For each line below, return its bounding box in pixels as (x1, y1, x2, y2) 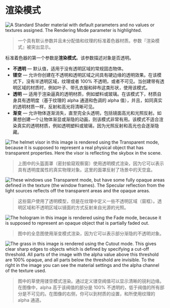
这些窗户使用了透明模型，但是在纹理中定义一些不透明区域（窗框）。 (17, 198, 158, 204)
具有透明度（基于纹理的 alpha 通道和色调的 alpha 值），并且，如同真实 (17, 97, 163, 103)
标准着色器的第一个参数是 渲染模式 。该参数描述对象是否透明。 (5, 54, 134, 61)
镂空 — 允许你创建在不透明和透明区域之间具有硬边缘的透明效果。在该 (12, 72, 157, 78)
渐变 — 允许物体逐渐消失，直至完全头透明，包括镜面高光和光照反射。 (12, 110, 157, 116)
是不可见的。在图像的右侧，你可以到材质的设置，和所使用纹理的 (22, 290, 155, 297)
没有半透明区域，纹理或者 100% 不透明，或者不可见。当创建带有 (26, 78, 160, 84)
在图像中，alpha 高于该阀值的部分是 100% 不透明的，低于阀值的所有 (17, 284, 160, 290)
